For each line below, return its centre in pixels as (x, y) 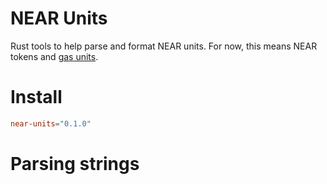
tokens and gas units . (54, 56)
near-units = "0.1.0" (51, 123)
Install (36, 97)
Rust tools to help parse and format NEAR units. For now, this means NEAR (164, 46)
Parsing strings (75, 163)
